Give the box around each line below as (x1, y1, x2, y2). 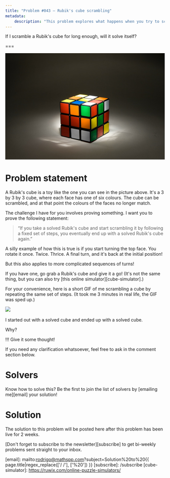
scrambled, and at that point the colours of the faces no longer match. (5, 200, 152, 206)
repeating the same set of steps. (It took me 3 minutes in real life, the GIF (5, 291, 157, 297)
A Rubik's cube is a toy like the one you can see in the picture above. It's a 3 (5, 189, 164, 195)
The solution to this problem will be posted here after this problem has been (5, 426, 163, 432)
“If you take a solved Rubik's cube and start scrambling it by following (17, 225, 163, 231)
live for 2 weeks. (5, 431, 39, 437)
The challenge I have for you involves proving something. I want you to (5, 210, 153, 216)
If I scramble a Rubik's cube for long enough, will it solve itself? (5, 33, 137, 39)
